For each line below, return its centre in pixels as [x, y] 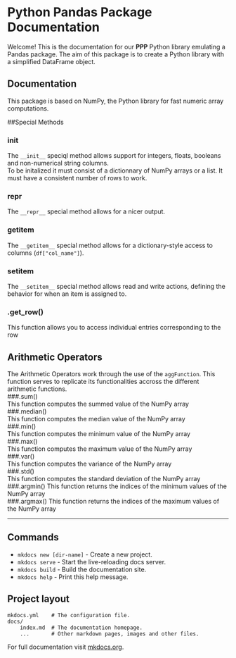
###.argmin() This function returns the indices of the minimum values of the [117, 486]
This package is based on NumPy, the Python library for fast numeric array [116, 101]
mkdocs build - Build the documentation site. [82, 569]
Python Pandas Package [80, 12]
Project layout [39, 599]
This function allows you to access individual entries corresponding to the [114, 328]
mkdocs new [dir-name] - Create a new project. [85, 554]
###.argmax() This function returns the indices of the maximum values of [113, 502]
